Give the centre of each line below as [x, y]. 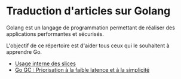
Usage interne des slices [45, 63]
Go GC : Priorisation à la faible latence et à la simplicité [82, 69]
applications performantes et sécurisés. [55, 34]
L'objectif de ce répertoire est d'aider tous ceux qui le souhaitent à [88, 45]
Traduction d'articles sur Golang [88, 11]
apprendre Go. [24, 51]
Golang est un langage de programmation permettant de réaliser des [90, 28]
